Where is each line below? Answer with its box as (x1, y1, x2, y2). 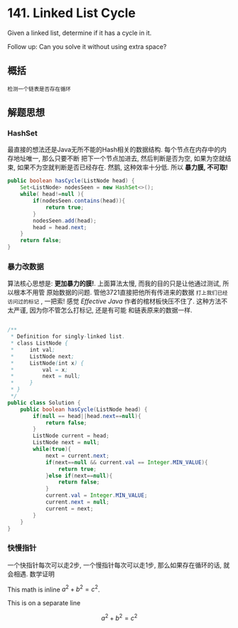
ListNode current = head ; (33, 432, 110, 439)
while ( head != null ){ (20, 191, 84, 198)
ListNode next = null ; (33, 439, 100, 446)
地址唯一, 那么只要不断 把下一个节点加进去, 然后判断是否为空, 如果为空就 (13, 155, 225, 163)
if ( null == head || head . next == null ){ (33, 412, 141, 419)
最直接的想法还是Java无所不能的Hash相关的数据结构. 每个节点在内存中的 (7, 145, 221, 154)
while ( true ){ (33, 446, 72, 453)
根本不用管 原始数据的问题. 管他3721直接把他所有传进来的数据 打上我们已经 (13, 288, 229, 297)
